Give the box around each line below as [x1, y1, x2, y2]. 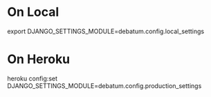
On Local [7, 4, 59, 20]
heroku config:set [7, 74, 57, 82]
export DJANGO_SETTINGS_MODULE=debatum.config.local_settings [7, 27, 205, 35]
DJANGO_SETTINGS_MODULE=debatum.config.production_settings [7, 81, 202, 90]
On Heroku [7, 51, 71, 67]
